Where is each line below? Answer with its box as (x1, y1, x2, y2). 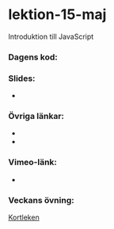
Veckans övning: (8, 194, 74, 205)
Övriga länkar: (8, 111, 65, 122)
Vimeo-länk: (8, 157, 58, 168)
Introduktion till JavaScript (8, 32, 94, 41)
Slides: (8, 73, 36, 84)
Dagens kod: (8, 52, 58, 63)
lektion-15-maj (8, 6, 107, 24)
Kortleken (8, 212, 40, 223)
